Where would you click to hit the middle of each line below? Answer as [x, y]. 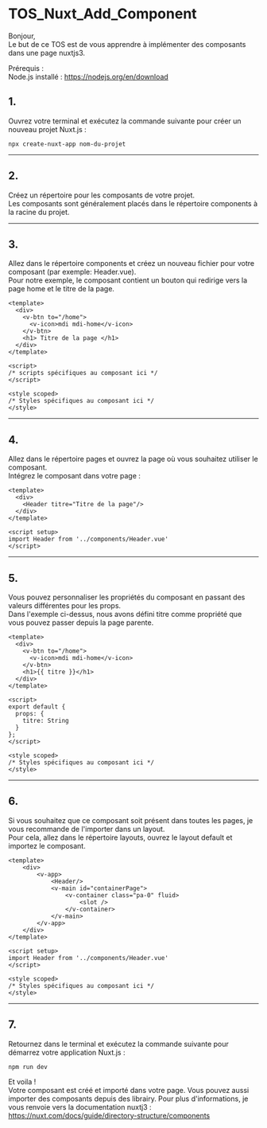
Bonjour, [22, 36]
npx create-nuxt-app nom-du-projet [67, 144]
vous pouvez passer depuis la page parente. [81, 623]
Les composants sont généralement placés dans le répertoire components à [133, 203]
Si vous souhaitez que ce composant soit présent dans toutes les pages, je [131, 820]
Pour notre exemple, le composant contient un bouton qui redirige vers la [128, 280]
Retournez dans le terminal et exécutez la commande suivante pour [118, 1044]
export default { [37, 707]
